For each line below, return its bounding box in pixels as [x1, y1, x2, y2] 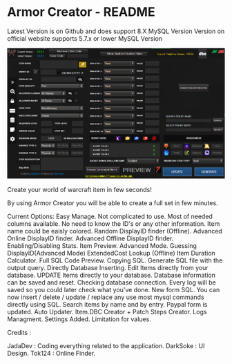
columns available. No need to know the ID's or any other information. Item [7, 220, 220, 228]
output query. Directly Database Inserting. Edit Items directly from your [7, 264, 209, 272]
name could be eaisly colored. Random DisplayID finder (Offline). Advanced [7, 227, 222, 236]
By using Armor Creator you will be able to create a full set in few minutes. [7, 199, 219, 207]
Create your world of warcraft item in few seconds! [7, 186, 152, 194]
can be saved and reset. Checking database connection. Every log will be [7, 278, 216, 287]
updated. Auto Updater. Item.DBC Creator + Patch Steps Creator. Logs [7, 308, 207, 316]
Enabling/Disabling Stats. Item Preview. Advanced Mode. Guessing [7, 242, 197, 250]
